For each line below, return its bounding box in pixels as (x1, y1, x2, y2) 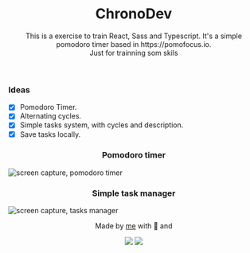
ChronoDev (95, 5, 173, 23)
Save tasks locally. (19, 129, 81, 139)
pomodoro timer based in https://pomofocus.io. (56, 39, 212, 49)
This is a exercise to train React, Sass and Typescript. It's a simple (25, 31, 243, 41)
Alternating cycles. (19, 111, 82, 121)
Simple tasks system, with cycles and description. (19, 120, 184, 130)
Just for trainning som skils (89, 48, 178, 57)
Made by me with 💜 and (95, 221, 173, 231)
